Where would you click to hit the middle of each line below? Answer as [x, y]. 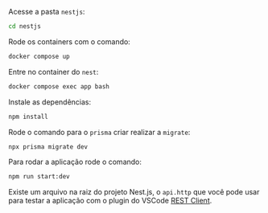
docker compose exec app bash [59, 86]
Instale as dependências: [50, 102]
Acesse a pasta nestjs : [47, 12]
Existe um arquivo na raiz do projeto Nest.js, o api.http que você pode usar [134, 192]
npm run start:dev [39, 177]
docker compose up [39, 56]
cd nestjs [25, 27]
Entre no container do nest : [54, 72]
